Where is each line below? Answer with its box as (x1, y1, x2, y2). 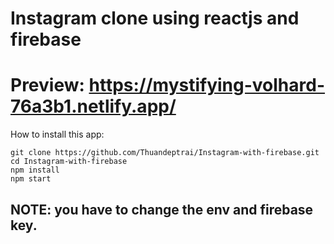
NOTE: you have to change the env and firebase (10, 201, 314, 218)
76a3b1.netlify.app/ (10, 95, 177, 118)
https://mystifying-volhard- (88, 74, 326, 97)
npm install (10, 165, 60, 176)
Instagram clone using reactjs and (10, 7, 300, 30)
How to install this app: (10, 128, 105, 141)
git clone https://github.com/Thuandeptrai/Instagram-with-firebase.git (10, 148, 320, 158)
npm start (10, 174, 52, 184)
